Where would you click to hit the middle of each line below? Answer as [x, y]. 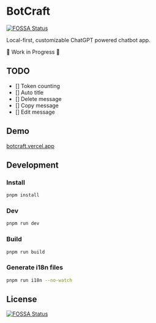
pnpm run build [26, 252]
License [22, 299]
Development [33, 165]
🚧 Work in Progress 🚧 [33, 52]
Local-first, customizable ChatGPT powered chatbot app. [79, 40]
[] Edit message [35, 112]
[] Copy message [37, 105]
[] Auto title [29, 92]
